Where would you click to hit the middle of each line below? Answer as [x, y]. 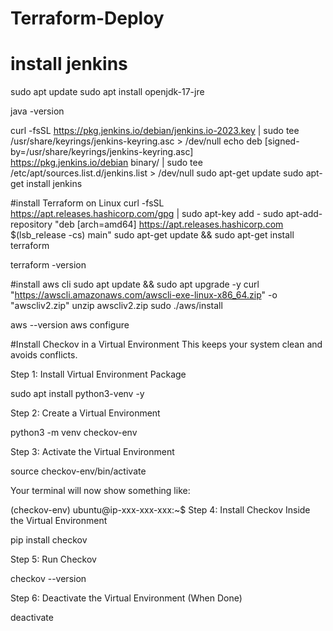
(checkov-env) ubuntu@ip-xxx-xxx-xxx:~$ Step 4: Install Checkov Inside [160, 510]
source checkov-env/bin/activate [78, 471]
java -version [37, 111]
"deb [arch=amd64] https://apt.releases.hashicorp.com [169, 224]
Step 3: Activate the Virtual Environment [92, 452]
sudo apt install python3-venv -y [77, 394]
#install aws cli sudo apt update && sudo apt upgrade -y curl [135, 284]
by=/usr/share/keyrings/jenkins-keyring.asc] [102, 152]
